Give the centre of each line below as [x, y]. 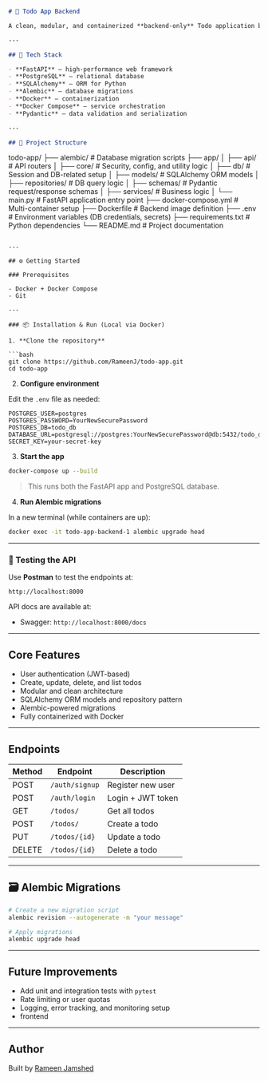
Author [26, 1049]
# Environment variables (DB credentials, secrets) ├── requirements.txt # [129, 217]
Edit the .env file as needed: [54, 399]
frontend [34, 1016]
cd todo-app [28, 369]
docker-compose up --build [53, 471]
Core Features [44, 655]
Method [28, 772]
